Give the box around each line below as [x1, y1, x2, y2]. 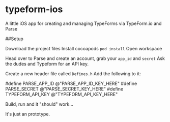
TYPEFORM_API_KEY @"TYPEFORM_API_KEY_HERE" [5, 91, 118, 97]
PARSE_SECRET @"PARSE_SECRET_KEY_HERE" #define [5, 85, 124, 92]
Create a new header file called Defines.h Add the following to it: [5, 70, 141, 77]
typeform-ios [5, 4, 63, 15]
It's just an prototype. [5, 111, 50, 117]
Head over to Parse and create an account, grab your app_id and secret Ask [5, 55, 165, 62]
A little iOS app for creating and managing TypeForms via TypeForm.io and [5, 20, 162, 26]
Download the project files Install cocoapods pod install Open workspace [5, 45, 162, 51]
